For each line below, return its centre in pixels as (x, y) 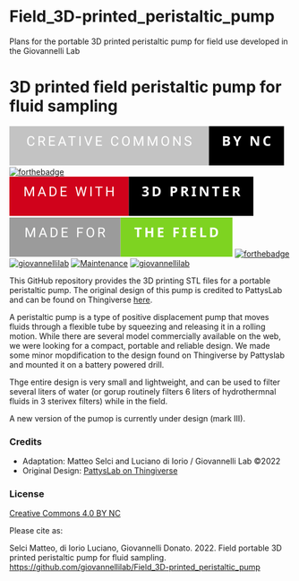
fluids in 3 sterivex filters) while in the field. (89, 401)
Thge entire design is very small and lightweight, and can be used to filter (145, 382)
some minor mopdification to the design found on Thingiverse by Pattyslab (147, 355)
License (27, 494)
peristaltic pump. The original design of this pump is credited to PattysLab (146, 290)
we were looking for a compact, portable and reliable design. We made (140, 345)
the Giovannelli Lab (45, 50)
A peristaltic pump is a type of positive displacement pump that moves (139, 317)
